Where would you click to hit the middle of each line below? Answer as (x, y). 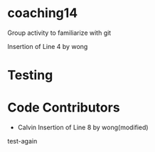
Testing (30, 75)
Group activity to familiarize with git (59, 33)
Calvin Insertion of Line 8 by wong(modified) (83, 127)
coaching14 (43, 13)
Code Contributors (64, 108)
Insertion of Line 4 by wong (48, 46)
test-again (22, 141)
